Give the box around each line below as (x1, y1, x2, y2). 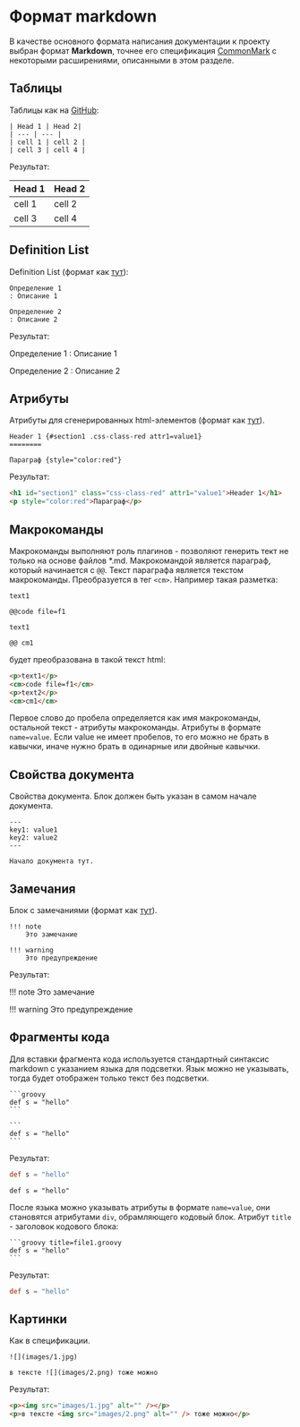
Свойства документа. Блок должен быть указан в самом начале (9, 790, 257, 802)
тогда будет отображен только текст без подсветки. (9, 1072, 210, 1083)
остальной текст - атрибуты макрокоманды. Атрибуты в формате (9, 722, 261, 733)
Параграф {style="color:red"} (9, 456, 123, 465)
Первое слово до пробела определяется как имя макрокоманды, (9, 713, 261, 723)
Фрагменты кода (9, 1030, 110, 1045)
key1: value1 (9, 825, 58, 834)
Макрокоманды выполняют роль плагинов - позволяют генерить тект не (9, 545, 289, 556)
